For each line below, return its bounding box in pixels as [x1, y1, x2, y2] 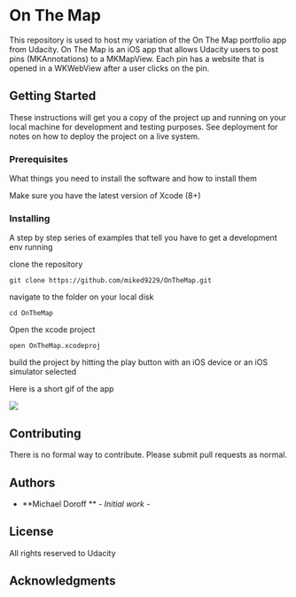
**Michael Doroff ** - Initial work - [21, 498, 151, 509]
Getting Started [9, 89, 97, 104]
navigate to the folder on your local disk [9, 291, 154, 302]
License [9, 524, 54, 539]
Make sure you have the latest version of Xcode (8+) [9, 190, 201, 201]
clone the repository [9, 259, 83, 270]
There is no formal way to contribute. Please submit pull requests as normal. [9, 449, 288, 461]
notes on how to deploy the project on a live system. [9, 130, 200, 142]
